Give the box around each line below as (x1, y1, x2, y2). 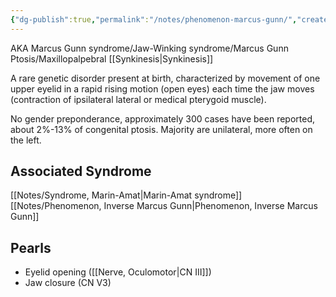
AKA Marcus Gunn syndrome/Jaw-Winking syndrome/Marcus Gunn (10, 42, 289, 54)
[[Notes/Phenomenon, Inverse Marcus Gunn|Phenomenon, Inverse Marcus (10, 200, 318, 212)
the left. (10, 134, 42, 146)
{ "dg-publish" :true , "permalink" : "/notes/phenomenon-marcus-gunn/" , (10, 14, 298, 25)
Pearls (10, 239, 52, 256)
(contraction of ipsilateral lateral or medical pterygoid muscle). (10, 93, 267, 105)
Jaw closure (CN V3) (24, 277, 112, 289)
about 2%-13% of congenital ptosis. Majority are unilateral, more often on (10, 123, 313, 135)
